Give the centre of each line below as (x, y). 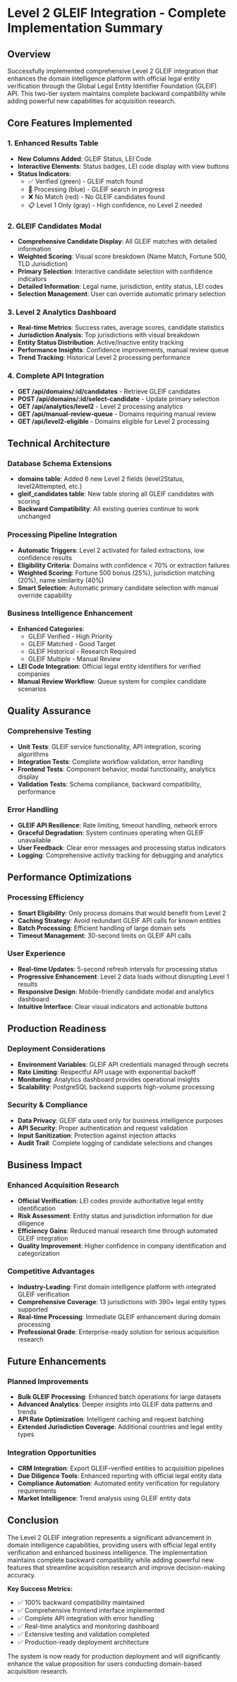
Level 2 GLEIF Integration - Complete (117, 13)
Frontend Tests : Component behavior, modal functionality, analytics (117, 769)
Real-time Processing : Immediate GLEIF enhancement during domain (119, 1317)
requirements (37, 1491)
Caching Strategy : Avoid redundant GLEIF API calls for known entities (119, 920)
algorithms (33, 754)
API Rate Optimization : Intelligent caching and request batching (111, 1419)
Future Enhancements (57, 1362)
